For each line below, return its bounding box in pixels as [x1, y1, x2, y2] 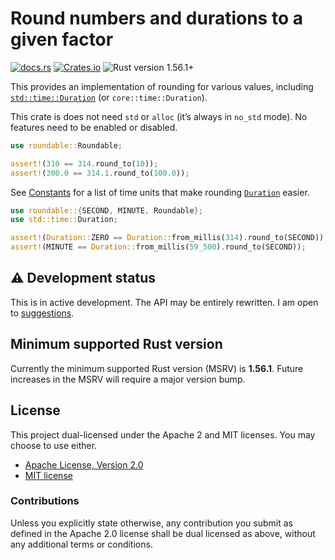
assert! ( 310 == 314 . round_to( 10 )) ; [10, 158, 159, 169]
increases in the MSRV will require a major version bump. [10, 373, 246, 385]
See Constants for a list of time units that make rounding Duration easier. [10, 186, 310, 198]
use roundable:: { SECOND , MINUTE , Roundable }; [10, 205, 203, 216]
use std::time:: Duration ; [10, 215, 118, 225]
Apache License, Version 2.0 [24, 458, 144, 471]
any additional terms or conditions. [10, 538, 153, 550]
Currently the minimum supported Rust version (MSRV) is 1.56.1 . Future [10, 362, 304, 374]
